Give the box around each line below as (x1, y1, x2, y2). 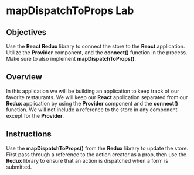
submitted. (6, 163, 32, 170)
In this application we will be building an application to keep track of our (6, 87, 180, 94)
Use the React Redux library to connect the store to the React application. (6, 43, 185, 50)
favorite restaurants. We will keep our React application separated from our (6, 93, 188, 100)
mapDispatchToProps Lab (6, 4, 134, 17)
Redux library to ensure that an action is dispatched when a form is (6, 157, 169, 164)
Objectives (6, 27, 47, 37)
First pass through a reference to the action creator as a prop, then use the (6, 150, 186, 158)
